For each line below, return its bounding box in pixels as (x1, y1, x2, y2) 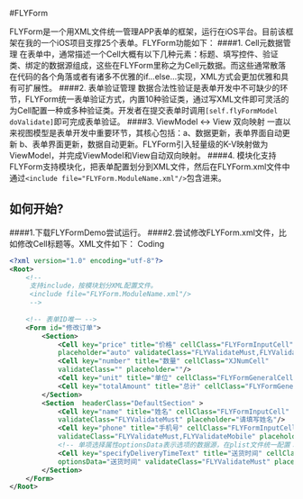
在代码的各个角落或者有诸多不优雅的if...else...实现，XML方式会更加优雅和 (9, 71, 281, 82)
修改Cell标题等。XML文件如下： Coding (16, 238, 165, 249)
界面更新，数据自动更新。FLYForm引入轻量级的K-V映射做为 (48, 139, 269, 150)
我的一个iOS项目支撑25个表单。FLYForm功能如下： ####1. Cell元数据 (24, 38, 284, 48)
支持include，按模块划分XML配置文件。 (29, 281, 158, 291)
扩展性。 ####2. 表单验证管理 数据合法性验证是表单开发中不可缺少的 (24, 83, 280, 93)
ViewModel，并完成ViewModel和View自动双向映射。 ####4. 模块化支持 (9, 150, 277, 160)
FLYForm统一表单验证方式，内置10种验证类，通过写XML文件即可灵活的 (24, 94, 289, 104)
